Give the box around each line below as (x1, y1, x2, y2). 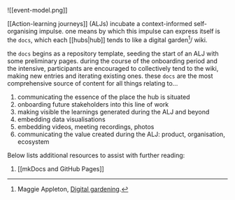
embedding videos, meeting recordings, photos (17, 122, 155, 131)
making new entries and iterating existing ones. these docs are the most (7, 72, 213, 80)
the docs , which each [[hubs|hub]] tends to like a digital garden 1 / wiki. (7, 34, 208, 44)
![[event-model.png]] (7, 6, 68, 14)
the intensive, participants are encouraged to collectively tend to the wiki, (7, 64, 219, 72)
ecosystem (17, 137, 50, 146)
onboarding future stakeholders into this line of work (17, 100, 169, 108)
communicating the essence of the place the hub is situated (17, 93, 190, 101)
